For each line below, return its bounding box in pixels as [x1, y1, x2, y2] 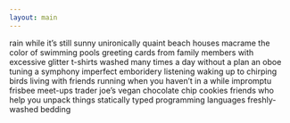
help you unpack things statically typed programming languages [9, 94, 246, 105]
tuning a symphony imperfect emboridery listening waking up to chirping [9, 66, 278, 77]
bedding [39, 103, 71, 114]
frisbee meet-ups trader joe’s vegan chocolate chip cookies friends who [9, 85, 275, 95]
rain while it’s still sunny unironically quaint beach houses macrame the [9, 37, 270, 48]
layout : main [9, 12, 58, 22]
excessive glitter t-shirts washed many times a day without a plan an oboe [9, 56, 282, 67]
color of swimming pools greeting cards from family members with [9, 46, 254, 58]
